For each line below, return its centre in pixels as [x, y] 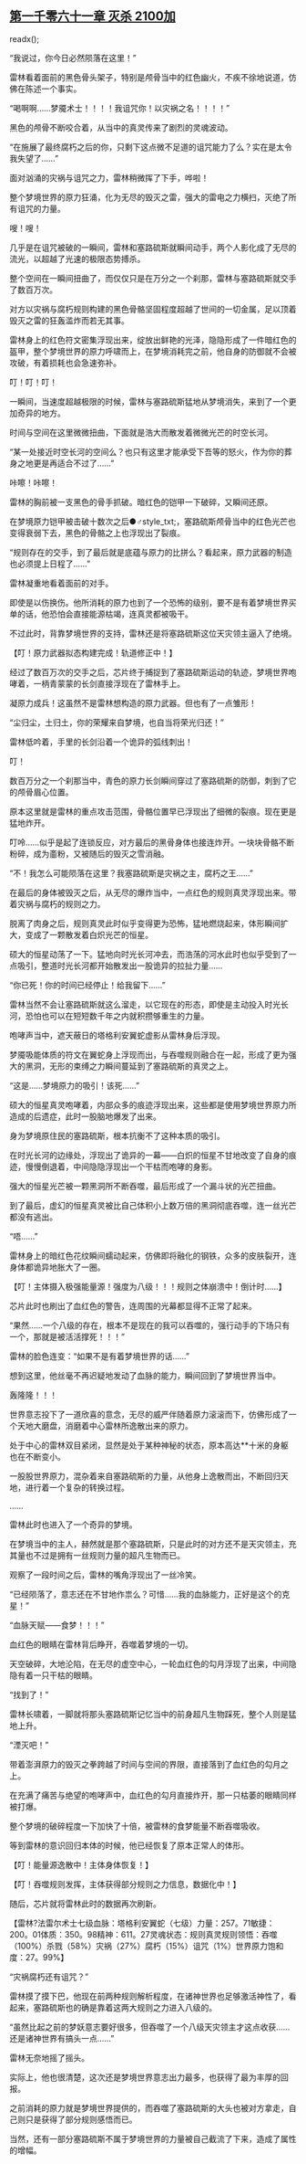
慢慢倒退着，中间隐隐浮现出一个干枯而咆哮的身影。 [121, 1166]
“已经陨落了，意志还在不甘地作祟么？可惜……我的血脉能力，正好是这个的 [146, 1594]
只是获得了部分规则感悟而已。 [81, 2119]
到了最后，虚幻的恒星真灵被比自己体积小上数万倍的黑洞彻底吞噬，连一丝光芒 [153, 1205]
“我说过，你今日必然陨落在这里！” [73, 58]
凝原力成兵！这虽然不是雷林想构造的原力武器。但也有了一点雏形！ [133, 702]
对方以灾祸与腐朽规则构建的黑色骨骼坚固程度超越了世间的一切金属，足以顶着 [153, 309]
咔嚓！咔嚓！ [33, 482]
